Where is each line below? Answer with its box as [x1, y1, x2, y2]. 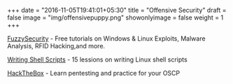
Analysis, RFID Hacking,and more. [7, 42, 106, 50]
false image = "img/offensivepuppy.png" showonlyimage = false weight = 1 [7, 13, 224, 22]
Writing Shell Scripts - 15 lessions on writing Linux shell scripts [7, 55, 188, 64]
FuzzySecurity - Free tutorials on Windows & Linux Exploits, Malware [7, 34, 206, 43]
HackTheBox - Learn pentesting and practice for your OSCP [7, 69, 181, 77]
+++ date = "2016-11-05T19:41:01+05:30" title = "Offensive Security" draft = [7, 6, 227, 14]
